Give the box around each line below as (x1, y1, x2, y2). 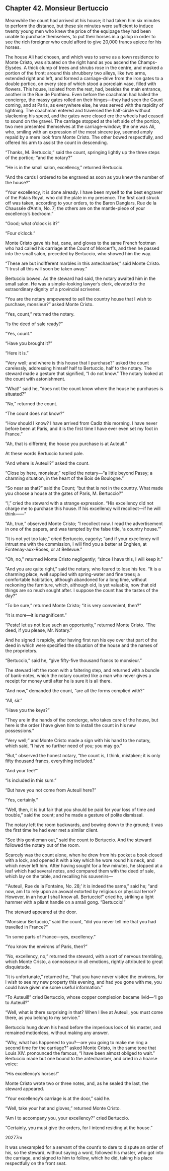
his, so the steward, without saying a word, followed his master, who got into (5, 1149, 163, 1155)
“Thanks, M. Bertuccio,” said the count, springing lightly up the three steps (5, 149, 160, 155)
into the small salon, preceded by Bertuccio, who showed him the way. (5, 250, 152, 256)
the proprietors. (5, 647, 38, 653)
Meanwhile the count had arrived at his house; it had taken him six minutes (5, 17, 160, 23)
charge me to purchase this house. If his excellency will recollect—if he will (5, 505, 161, 511)
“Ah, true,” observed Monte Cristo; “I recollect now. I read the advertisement (5, 521, 163, 527)
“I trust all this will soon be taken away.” (5, 265, 88, 271)
